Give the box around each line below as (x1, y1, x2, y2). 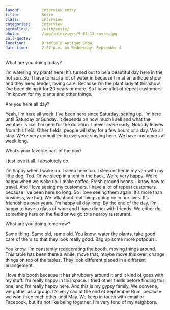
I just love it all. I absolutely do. (5, 158, 70, 164)
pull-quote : (5, 36, 31, 41)
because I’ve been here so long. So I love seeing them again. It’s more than (5, 189, 163, 195)
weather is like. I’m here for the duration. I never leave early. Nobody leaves (5, 121, 164, 127)
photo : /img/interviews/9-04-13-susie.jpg (5, 31, 117, 36)
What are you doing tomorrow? (5, 220, 70, 227)
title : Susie (5, 12, 53, 17)
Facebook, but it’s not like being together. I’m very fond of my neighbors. (5, 299, 158, 305)
